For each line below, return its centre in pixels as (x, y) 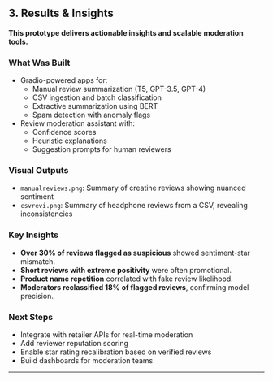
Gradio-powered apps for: (64, 80)
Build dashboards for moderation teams (87, 360)
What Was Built (39, 63)
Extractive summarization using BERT (95, 106)
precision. (37, 296)
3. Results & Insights (61, 13)
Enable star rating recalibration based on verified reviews (116, 352)
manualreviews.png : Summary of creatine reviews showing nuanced (133, 188)
